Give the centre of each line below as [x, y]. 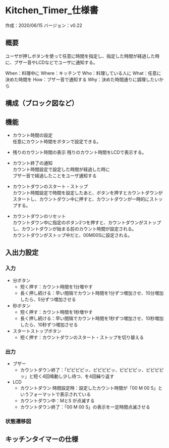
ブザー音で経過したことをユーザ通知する [54, 176]
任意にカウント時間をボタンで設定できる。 [57, 141]
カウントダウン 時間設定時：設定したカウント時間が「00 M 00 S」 [89, 388]
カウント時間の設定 [33, 135]
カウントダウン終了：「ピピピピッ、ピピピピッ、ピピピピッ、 [83, 370]
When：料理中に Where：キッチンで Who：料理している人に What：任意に [83, 73]
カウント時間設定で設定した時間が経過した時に [61, 169]
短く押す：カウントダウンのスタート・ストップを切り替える [82, 337]
